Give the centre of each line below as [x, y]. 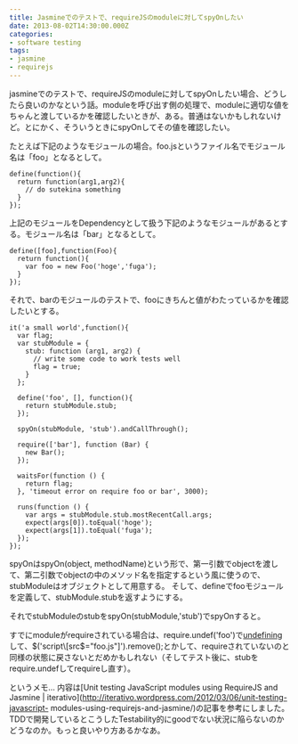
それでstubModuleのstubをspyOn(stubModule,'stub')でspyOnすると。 [137, 616]
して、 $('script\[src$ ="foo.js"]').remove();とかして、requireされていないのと [149, 646]
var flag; [35, 335]
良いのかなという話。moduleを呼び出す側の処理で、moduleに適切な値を [157, 104]
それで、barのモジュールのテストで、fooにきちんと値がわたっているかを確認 [149, 299]
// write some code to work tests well [106, 359]
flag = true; [57, 366]
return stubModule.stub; [71, 405]
